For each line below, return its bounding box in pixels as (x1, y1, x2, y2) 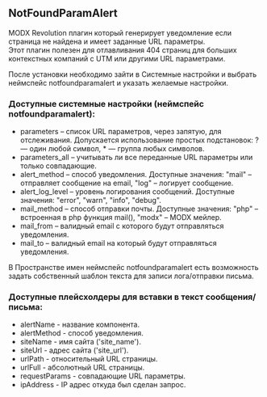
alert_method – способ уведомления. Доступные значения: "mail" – (19, 170, 252, 179)
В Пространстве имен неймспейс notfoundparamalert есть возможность (8, 263, 260, 272)
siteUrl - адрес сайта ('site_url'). (19, 345, 129, 355)
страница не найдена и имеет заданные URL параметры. (8, 36, 206, 46)
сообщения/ (205, 291, 257, 302)
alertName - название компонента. (19, 319, 140, 330)
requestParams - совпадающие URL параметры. (19, 371, 186, 381)
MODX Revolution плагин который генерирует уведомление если (8, 27, 232, 37)
